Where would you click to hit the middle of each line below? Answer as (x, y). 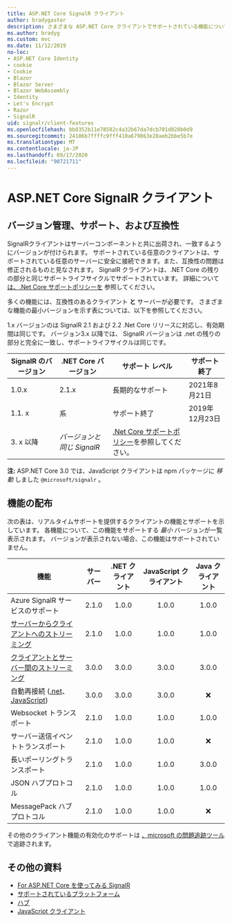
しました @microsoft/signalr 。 (60, 479)
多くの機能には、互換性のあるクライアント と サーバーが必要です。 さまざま (115, 301)
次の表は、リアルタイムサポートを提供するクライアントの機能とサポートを (113, 521)
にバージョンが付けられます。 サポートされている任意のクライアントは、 (110, 252)
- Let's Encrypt (30, 104)
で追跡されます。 (31, 843)
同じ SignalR (79, 447)
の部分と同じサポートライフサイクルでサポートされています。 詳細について (113, 278)
